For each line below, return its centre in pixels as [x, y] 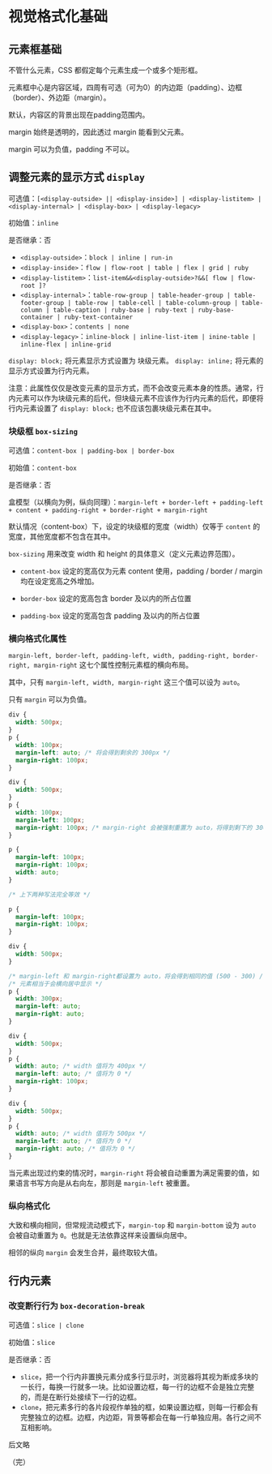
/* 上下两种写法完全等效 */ [49, 894]
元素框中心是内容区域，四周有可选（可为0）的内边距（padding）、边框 [125, 87]
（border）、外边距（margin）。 [59, 97]
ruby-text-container [98, 317]
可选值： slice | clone [47, 1325]
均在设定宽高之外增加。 [59, 582]
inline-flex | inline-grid [66, 344]
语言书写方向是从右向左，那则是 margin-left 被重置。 [104, 1183]
